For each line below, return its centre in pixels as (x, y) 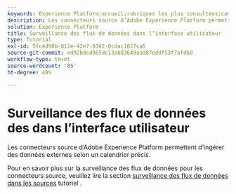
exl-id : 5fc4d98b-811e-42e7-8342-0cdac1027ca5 (77, 46)
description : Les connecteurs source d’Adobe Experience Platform (106, 20)
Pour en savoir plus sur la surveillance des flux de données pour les (105, 168)
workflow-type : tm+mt (39, 60)
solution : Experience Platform (53, 27)
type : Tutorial (29, 40)
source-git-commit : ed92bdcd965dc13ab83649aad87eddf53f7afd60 (100, 53)
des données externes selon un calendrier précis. (79, 155)
